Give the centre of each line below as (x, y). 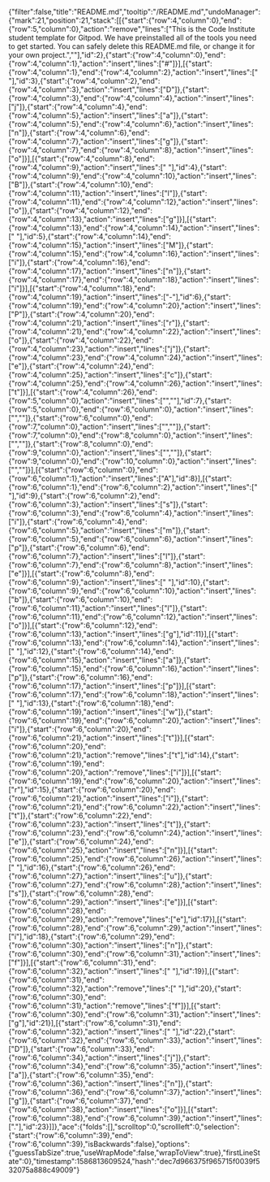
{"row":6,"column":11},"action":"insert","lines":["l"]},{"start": (108, 608)
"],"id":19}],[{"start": (206, 971)
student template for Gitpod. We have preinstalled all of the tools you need (133, 37)
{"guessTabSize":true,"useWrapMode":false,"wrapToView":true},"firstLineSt (135, 1153)
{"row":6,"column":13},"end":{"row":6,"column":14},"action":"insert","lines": (134, 643)
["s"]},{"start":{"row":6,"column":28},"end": (81, 893)
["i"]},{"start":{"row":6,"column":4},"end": (78, 521)
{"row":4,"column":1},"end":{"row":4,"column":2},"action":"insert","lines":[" (133, 72)
